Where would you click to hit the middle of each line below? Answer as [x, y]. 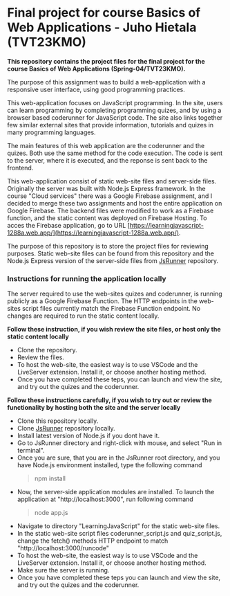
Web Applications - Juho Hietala [102, 27]
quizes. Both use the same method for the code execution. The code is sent [115, 153]
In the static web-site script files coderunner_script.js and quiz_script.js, [119, 534]
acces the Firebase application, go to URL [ [68, 225]
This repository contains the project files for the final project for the [106, 61]
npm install [50, 478]
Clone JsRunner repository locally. [66, 428]
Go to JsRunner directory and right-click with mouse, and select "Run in [119, 443]
